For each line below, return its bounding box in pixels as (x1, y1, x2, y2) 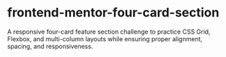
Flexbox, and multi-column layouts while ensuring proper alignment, (7, 34, 203, 43)
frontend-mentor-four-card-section (7, 5, 220, 21)
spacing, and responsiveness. (7, 42, 93, 50)
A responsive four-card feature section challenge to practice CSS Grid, (7, 27, 211, 36)
